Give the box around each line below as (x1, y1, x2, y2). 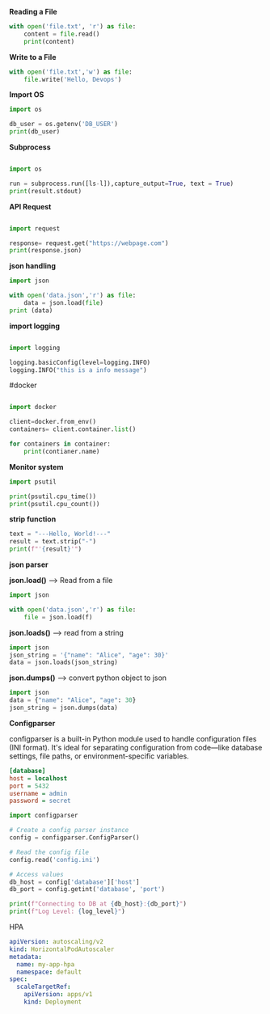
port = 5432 (9, 782, 49, 790)
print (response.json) (9, 247, 82, 255)
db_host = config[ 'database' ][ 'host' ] (9, 877, 140, 886)
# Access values (9, 870, 64, 878)
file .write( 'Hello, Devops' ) (23, 75, 122, 83)
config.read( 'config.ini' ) (9, 856, 100, 864)
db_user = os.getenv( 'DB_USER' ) (9, 120, 118, 129)
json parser (9, 560, 49, 569)
